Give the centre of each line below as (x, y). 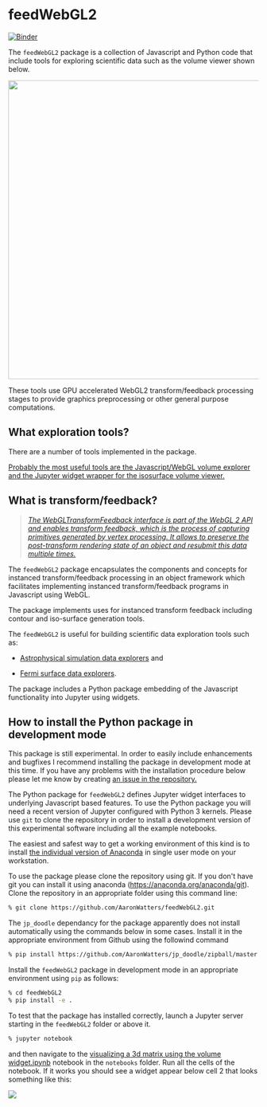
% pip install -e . (41, 1000)
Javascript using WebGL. (49, 595)
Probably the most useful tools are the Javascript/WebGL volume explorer (129, 467)
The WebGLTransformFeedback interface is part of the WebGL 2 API (140, 520)
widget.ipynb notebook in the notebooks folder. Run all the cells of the (122, 1062)
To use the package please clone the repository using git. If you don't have (131, 876)
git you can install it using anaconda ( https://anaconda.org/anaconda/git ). (129, 885)
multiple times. (52, 553)
